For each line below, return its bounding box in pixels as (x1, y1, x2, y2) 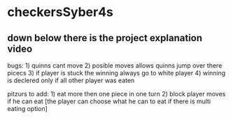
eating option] (7, 105, 48, 112)
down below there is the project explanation (7, 32, 203, 44)
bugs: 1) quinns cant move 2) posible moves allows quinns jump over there (7, 61, 223, 70)
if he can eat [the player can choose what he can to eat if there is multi (7, 97, 211, 105)
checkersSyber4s (7, 4, 114, 20)
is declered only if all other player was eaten (7, 76, 135, 84)
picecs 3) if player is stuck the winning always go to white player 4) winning (7, 69, 226, 77)
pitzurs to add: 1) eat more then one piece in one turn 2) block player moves (7, 90, 226, 98)
